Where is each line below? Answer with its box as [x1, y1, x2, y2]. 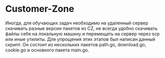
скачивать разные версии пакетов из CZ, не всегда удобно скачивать [5, 25, 158, 31]
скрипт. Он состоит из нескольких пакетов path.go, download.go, [5, 41, 146, 47]
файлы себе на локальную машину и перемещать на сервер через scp [5, 31, 160, 37]
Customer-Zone [5, 3, 75, 15]
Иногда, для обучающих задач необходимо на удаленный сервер [5, 20, 149, 26]
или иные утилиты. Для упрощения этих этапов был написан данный [5, 36, 156, 42]
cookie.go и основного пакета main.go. [5, 47, 89, 53]
